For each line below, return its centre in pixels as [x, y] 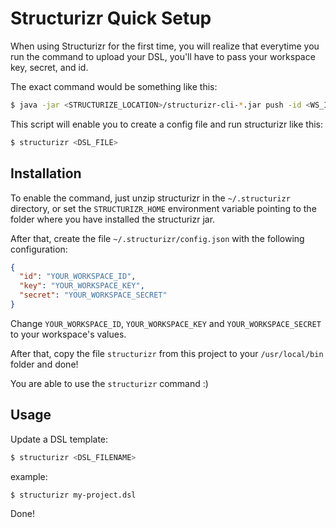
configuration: [39, 249]
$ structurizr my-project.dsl [73, 495]
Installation [46, 173]
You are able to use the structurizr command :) [109, 383]
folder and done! [44, 364]
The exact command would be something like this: [114, 86]
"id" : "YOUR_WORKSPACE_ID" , [78, 277]
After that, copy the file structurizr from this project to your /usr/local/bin [167, 353]
